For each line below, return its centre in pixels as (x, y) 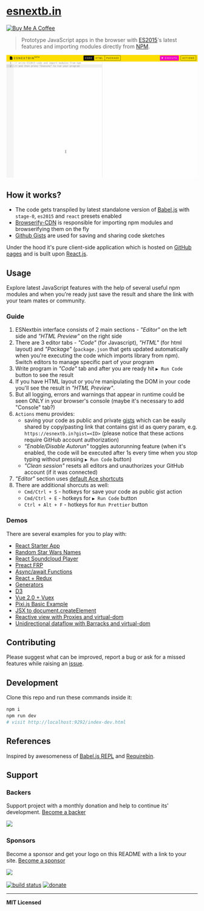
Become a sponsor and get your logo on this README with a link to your (97, 854)
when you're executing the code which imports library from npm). (97, 355)
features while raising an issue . (45, 663)
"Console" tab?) (35, 407)
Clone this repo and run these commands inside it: (69, 698)
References (29, 741)
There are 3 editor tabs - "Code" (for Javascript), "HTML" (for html (98, 343)
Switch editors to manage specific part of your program (85, 362)
